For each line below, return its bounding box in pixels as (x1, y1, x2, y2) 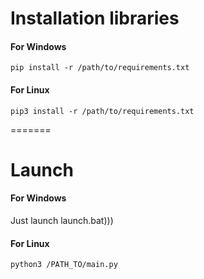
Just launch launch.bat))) (10, 214, 114, 226)
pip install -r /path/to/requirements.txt (10, 63, 190, 73)
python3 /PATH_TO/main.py (10, 260, 118, 270)
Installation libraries (10, 7, 180, 30)
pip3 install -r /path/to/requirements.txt (10, 106, 195, 116)
